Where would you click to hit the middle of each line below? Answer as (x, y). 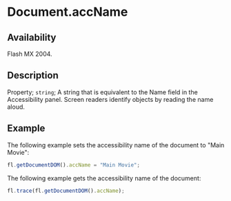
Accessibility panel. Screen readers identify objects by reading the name (110, 99)
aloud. (16, 107)
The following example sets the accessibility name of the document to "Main (116, 145)
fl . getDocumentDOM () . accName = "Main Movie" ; (73, 165)
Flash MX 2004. (30, 54)
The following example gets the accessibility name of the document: (104, 178)
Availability (32, 38)
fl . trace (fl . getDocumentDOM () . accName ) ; (66, 191)
